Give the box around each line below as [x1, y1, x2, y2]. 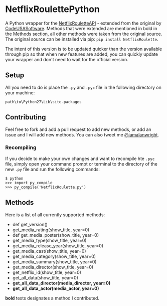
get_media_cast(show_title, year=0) [12, 248, 86, 254]
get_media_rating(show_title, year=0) [12, 227, 90, 233]
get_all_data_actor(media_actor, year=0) [12, 285, 99, 291]
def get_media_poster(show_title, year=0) [12, 232, 99, 238]
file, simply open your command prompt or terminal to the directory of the [5, 161, 158, 167]
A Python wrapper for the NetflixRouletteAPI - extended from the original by [5, 20, 161, 26]
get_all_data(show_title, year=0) [12, 274, 79, 280]
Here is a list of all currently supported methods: [5, 212, 105, 218]
